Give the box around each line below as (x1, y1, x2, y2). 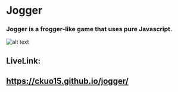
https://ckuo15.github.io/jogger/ (6, 76, 129, 87)
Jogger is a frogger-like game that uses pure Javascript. (6, 25, 173, 33)
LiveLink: (6, 56, 41, 66)
